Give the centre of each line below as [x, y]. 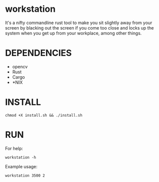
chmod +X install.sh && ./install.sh [44, 115]
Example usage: [21, 166]
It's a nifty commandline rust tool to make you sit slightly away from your [79, 23]
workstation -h [21, 157]
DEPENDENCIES [39, 53]
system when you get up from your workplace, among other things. [73, 33]
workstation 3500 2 [25, 176]
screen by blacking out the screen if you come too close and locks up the [79, 28]
